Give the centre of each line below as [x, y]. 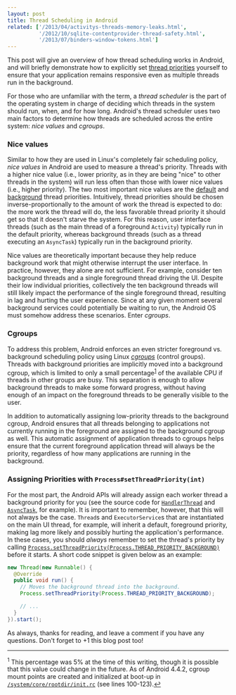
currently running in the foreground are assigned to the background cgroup [116, 431]
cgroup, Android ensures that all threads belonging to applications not [109, 424]
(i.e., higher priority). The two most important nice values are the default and [118, 189]
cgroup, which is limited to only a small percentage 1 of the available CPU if [115, 372]
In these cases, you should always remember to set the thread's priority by [116, 539]
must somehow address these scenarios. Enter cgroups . [89, 315]
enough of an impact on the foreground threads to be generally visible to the [118, 395]
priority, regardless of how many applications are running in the [99, 453]
